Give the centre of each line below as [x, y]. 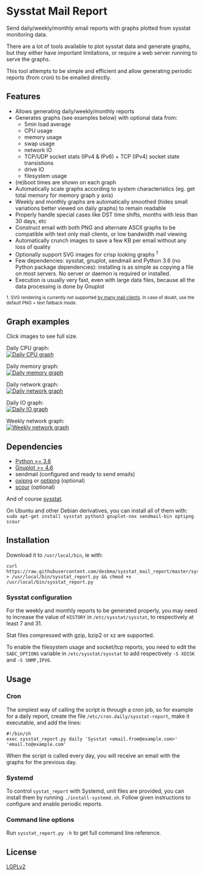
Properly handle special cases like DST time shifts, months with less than [106, 215]
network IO [38, 150]
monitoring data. [27, 34]
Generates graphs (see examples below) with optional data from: [96, 117]
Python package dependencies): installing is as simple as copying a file [104, 267]
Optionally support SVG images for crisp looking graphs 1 [87, 253]
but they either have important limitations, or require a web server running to [102, 52]
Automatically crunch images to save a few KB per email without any [101, 240]
